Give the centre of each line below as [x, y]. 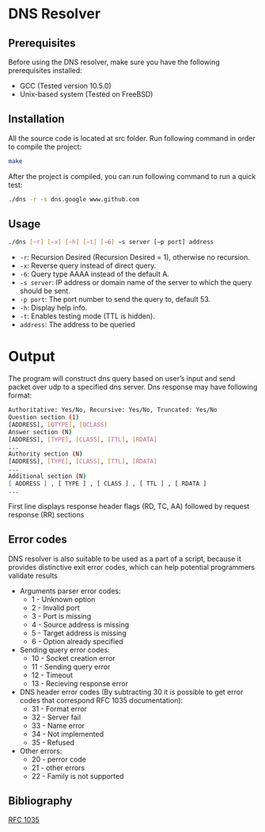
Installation [36, 119]
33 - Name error [58, 725]
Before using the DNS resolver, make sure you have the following [114, 62]
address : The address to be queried [78, 325]
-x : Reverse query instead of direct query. [88, 265]
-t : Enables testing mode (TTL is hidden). [87, 316]
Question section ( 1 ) [44, 418]
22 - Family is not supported [78, 776]
